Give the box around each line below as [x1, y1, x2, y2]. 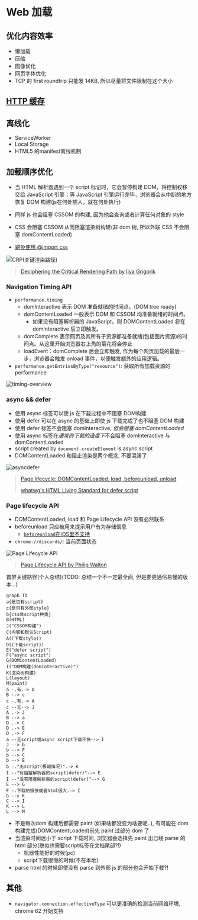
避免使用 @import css [14, 243, 68, 251]
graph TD [6, 592, 28, 598]
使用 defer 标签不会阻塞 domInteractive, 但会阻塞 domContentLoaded [14, 424, 184, 431]
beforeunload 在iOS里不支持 [23, 530, 90, 537]
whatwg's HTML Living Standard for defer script [20, 486, 139, 493]
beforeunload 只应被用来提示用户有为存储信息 [14, 522, 127, 530]
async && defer [6, 395, 51, 403]
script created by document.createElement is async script [14, 445, 153, 452]
